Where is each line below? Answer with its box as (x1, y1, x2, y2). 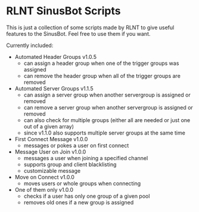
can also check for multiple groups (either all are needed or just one (23, 116, 191, 123)
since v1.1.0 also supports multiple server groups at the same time (23, 129, 186, 136)
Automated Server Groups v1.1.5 (14, 85, 94, 92)
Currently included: (6, 42, 54, 49)
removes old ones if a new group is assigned (23, 198, 134, 206)
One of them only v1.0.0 (14, 186, 73, 193)
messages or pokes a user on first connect (23, 142, 129, 149)
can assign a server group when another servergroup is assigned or (23, 91, 191, 98)
